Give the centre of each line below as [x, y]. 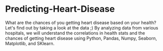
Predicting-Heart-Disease [60, 9]
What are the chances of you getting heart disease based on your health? [81, 23]
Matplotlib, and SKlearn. [30, 43]
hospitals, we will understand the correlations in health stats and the [75, 33]
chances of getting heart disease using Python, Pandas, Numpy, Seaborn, [81, 38]
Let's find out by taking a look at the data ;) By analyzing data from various [82, 27]
